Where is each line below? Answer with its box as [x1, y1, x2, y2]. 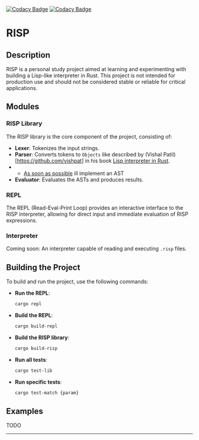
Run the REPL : [14, 289, 50, 296]
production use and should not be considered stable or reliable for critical [6, 78, 185, 85]
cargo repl [14, 301, 42, 307]
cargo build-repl [14, 323, 58, 329]
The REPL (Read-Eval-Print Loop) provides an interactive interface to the [6, 204, 184, 211]
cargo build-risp [14, 345, 58, 351]
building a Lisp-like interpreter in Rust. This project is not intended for [6, 72, 176, 79]
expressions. [6, 216, 37, 224]
